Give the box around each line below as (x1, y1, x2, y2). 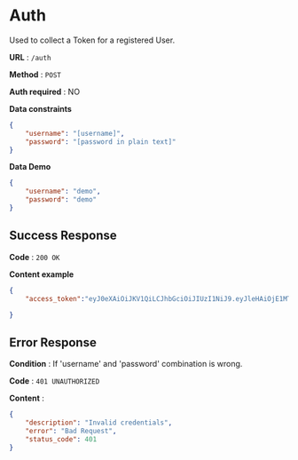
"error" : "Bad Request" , (25, 426, 117, 435)
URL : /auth (9, 52, 51, 62)
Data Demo (9, 162, 51, 172)
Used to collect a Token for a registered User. (9, 35, 176, 45)
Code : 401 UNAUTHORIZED (9, 376, 100, 386)
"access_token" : (25, 294, 86, 303)
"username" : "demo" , (25, 187, 101, 196)
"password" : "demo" (25, 195, 98, 204)
